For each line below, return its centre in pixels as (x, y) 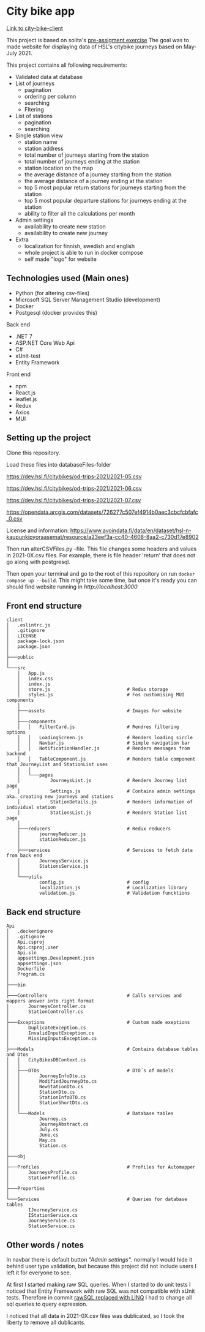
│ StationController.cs (45, 1012)
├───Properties (26, 1189)
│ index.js (34, 684)
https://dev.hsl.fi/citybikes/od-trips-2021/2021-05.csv (74, 476)
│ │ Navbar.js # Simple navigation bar (104, 743)
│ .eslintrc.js (28, 625)
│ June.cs (33, 1135)
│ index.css (35, 679)
